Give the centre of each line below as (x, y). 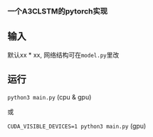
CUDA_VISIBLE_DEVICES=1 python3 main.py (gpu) (77, 126)
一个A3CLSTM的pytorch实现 (58, 11)
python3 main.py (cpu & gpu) (49, 97)
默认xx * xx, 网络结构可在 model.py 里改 (63, 55)
